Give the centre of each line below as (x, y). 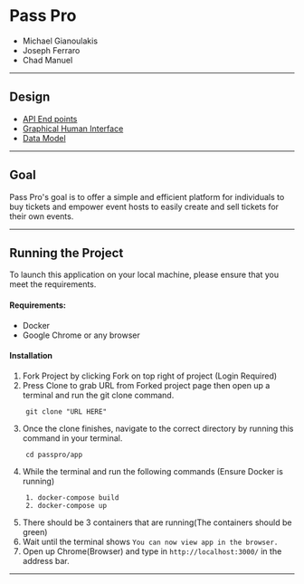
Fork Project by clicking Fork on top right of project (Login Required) (150, 376)
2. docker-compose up (66, 505)
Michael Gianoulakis (60, 41)
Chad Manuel (47, 60)
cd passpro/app (54, 455)
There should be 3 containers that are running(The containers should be (157, 522)
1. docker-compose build (72, 498)
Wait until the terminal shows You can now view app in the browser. (150, 541)
